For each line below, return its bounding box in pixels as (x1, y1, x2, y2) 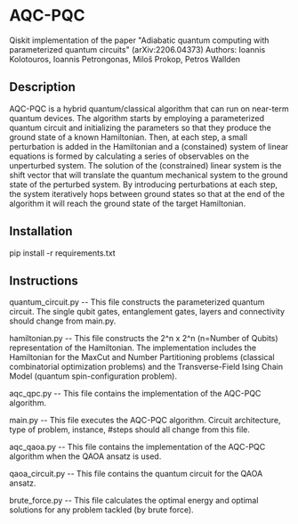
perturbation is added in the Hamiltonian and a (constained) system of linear (9, 141, 289, 151)
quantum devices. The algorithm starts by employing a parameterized (9, 112, 265, 123)
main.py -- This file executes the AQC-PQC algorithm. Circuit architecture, (9, 415, 281, 426)
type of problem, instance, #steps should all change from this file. (9, 424, 251, 435)
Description (9, 79, 76, 94)
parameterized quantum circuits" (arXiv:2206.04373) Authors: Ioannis (9, 44, 266, 54)
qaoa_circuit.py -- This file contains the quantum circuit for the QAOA (9, 469, 263, 479)
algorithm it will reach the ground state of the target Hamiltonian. (9, 198, 246, 209)
